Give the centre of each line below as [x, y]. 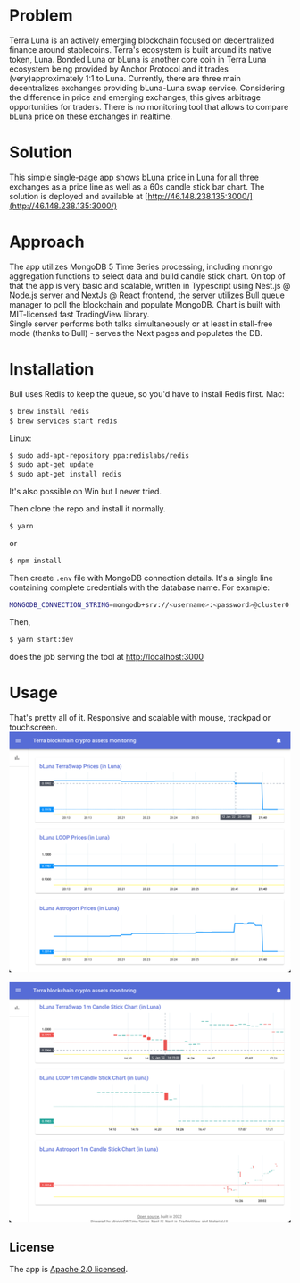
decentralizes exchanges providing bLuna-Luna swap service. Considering [147, 88]
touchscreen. [33, 727]
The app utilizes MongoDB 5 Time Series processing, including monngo [141, 266]
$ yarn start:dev [42, 639]
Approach [47, 242]
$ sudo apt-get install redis [66, 475]
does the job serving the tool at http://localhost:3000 [106, 656]
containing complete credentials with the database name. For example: [140, 587]
